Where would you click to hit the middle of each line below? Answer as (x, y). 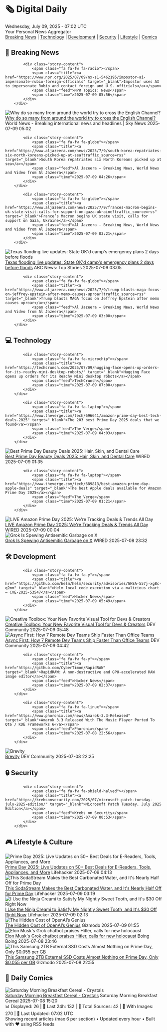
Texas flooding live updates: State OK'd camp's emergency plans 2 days (80, 262)
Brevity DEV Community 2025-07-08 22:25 (50, 757)
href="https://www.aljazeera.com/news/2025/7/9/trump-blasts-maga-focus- (83, 290)
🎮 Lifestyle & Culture (39, 842)
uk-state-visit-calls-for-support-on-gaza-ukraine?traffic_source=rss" (81, 212)
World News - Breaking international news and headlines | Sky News (76, 123)
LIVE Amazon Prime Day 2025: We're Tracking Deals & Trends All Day (77, 524)
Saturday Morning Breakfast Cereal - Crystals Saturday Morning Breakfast (82, 995)
